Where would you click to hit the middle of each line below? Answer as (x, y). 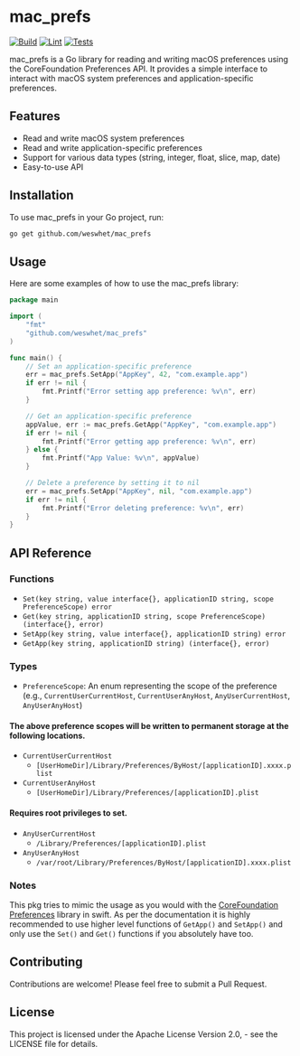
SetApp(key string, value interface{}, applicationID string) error (154, 634)
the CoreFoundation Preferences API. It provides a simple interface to (139, 69)
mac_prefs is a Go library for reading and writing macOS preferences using (149, 59)
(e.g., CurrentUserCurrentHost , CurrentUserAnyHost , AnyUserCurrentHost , (156, 696)
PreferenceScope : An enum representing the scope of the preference (150, 686)
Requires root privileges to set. (69, 813)
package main (34, 300)
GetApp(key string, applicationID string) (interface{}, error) (146, 643)
